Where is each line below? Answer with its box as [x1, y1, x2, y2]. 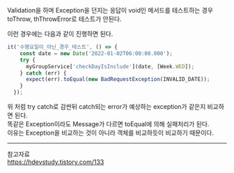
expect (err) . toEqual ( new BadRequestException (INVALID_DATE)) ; [25, 76, 210, 83]
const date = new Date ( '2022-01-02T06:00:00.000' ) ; [19, 50, 173, 57]
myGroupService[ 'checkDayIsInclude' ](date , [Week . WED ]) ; [25, 63, 195, 70]
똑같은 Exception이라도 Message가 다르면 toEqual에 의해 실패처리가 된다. [7, 120, 210, 128]
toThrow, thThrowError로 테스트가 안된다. [7, 15, 122, 23]
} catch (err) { [19, 69, 68, 77]
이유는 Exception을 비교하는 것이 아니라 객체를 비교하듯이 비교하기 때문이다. [7, 128, 214, 137]
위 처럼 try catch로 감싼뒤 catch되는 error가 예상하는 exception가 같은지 [7, 103, 206, 110]
